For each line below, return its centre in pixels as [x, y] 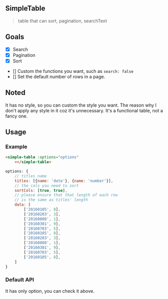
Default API [20, 280]
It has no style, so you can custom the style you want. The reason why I [81, 105]
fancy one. [17, 116]
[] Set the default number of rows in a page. [59, 76]
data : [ [23, 205]
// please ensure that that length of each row [66, 195]
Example [16, 147]
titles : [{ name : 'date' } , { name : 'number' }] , [64, 181]
